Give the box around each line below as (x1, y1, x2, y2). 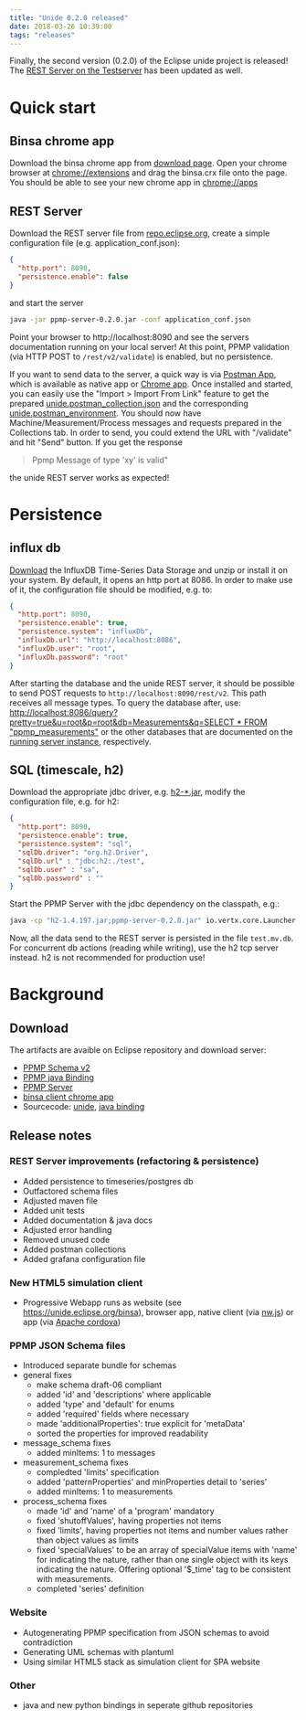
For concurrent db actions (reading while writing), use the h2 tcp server (9, 942, 279, 953)
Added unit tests (22, 1205, 85, 1216)
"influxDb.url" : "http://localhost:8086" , (17, 636, 182, 645)
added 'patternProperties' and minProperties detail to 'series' (36, 1477, 268, 1488)
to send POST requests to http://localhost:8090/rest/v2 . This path (9, 687, 267, 698)
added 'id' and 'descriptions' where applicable (36, 1389, 212, 1400)
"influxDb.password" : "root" (17, 653, 129, 662)
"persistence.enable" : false (17, 271, 129, 281)
